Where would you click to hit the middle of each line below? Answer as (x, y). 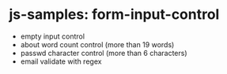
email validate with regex (61, 61)
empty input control (53, 36)
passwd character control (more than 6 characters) (104, 53)
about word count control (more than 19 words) (97, 44)
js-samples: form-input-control (114, 15)
